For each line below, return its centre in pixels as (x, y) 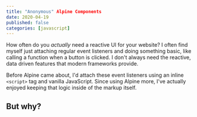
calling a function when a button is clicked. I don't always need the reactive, (98, 57)
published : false (28, 22)
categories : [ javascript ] (38, 28)
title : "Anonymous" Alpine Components (54, 12)
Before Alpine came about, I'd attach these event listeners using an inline (95, 75)
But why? (24, 106)
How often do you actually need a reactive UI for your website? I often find (97, 45)
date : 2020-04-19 (28, 17)
